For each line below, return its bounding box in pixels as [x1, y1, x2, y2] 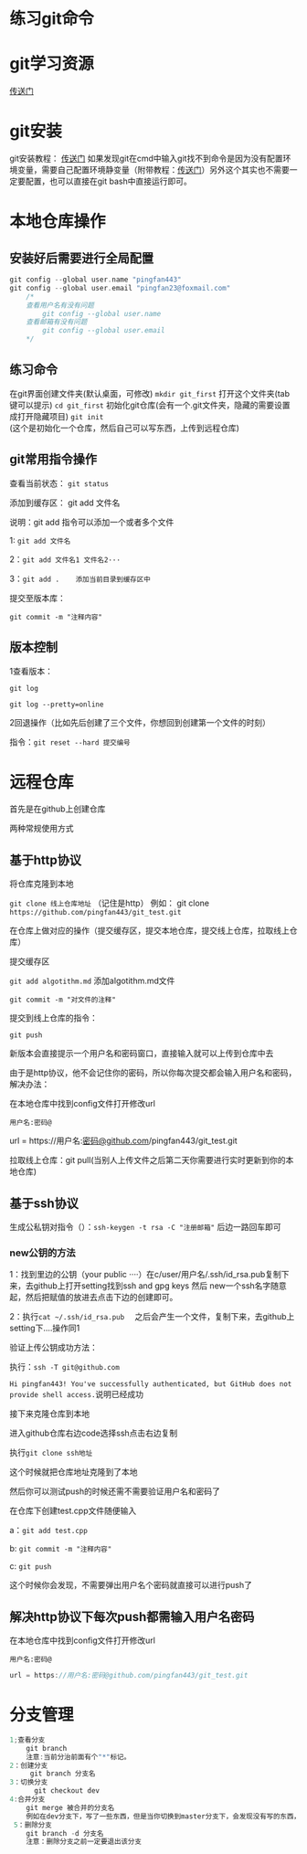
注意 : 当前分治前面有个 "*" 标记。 [26, 1752, 131, 1762]
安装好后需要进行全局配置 [9, 250, 153, 266]
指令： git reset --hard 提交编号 [9, 736, 131, 747]
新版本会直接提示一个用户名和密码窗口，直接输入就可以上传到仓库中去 [9, 1048, 274, 1059]
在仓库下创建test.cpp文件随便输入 [9, 1505, 137, 1517]
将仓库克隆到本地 [9, 878, 74, 889]
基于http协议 [9, 852, 82, 868]
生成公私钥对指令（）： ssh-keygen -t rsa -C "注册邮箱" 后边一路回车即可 [9, 1222, 281, 1233]
